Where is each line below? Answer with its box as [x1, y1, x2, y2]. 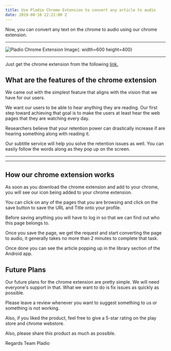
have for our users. [5, 95, 45, 101]
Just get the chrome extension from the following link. [5, 61, 119, 67]
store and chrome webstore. [5, 320, 65, 327]
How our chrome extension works [5, 170, 115, 179]
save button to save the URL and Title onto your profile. [5, 205, 121, 211]
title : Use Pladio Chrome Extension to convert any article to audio [5, 7, 156, 13]
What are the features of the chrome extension [5, 76, 157, 84]
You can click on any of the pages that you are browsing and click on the [5, 199, 158, 206]
